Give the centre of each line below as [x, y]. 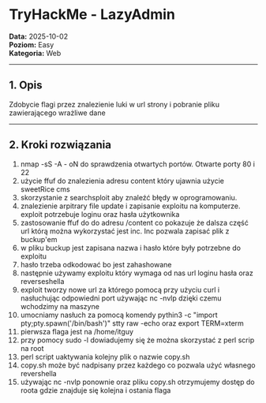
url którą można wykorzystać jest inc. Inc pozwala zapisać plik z [125, 231]
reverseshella [42, 281]
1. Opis [26, 86]
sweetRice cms [45, 189]
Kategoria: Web [35, 53]
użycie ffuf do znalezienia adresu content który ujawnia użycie [122, 181]
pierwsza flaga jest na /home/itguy [77, 331]
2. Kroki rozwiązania [60, 145]
